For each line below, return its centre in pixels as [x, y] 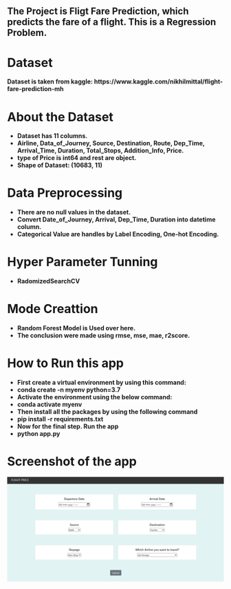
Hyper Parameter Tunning [82, 262]
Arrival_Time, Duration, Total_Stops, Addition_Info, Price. [100, 150]
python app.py [38, 434]
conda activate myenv [49, 405]
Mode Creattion [53, 309]
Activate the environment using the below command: [95, 397]
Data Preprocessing [65, 193]
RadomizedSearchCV [48, 281]
